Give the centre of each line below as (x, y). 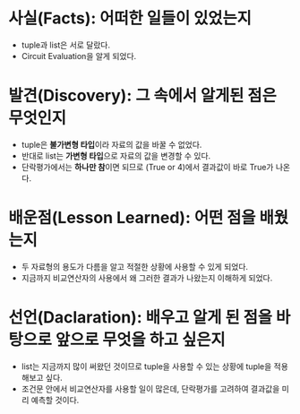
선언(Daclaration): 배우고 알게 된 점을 (141, 317)
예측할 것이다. (55, 400)
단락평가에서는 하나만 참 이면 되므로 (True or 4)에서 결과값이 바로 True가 (147, 167)
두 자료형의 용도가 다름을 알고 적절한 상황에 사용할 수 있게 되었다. (134, 266)
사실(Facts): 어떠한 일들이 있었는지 (130, 18)
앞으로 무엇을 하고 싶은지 (140, 340)
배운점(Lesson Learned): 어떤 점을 (132, 218)
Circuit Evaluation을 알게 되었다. (79, 56)
